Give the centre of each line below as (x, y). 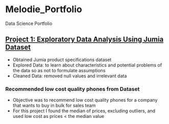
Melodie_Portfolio (44, 9)
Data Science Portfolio (29, 23)
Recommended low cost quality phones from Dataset (73, 89)
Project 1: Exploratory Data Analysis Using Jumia (84, 39)
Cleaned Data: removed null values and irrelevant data (70, 76)
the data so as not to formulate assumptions (59, 70)
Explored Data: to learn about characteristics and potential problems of (87, 65)
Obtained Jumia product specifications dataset (62, 59)
